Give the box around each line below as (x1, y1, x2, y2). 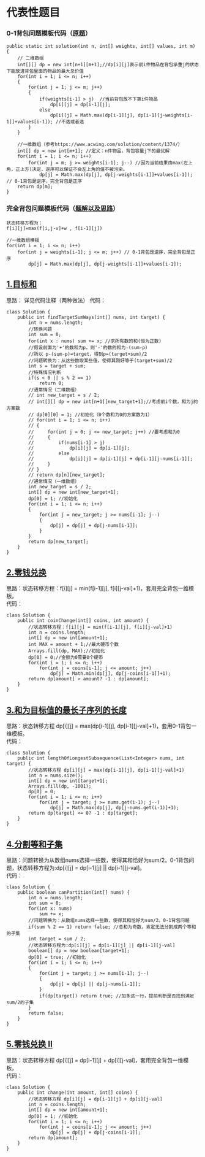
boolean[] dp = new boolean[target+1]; (28, 948, 130, 954)
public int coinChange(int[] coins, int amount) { (17, 618, 149, 624)
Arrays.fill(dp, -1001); (28, 783, 92, 790)
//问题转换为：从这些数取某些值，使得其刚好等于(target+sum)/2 (28, 357, 173, 364)
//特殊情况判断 (28, 369, 61, 375)
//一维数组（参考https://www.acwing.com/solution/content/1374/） (17, 142, 183, 148)
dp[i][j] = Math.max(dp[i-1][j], (50, 112, 136, 118)
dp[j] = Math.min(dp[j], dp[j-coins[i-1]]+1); (50, 671, 171, 677)
